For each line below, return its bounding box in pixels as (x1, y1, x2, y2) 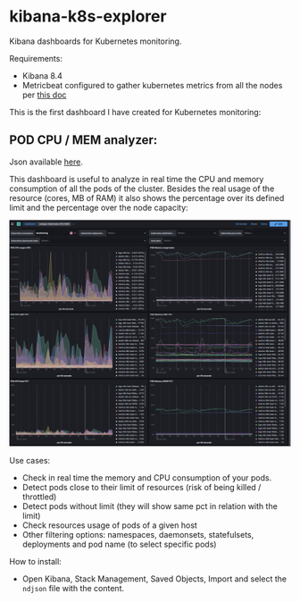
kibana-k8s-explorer (9, 6, 167, 27)
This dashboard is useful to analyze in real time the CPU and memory (9, 173, 264, 184)
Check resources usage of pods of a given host (21, 520, 198, 531)
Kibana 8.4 (21, 70, 62, 81)
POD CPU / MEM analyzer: (9, 132, 158, 148)
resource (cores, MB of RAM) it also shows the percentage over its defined (9, 192, 285, 203)
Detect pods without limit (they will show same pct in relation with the (21, 500, 279, 511)
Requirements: (9, 53, 62, 63)
